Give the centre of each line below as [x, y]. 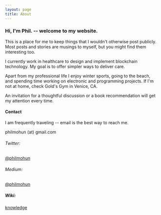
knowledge [16, 208]
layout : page [18, 9]
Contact [13, 112]
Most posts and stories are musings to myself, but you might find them [76, 47]
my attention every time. [29, 100]
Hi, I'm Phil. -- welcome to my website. [52, 31]
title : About [18, 14]
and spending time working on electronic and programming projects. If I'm [80, 81]
